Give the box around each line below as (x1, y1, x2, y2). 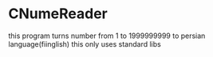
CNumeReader (8, 5, 108, 23)
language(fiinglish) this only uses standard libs (8, 39, 161, 48)
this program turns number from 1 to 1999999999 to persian (8, 31, 206, 40)
